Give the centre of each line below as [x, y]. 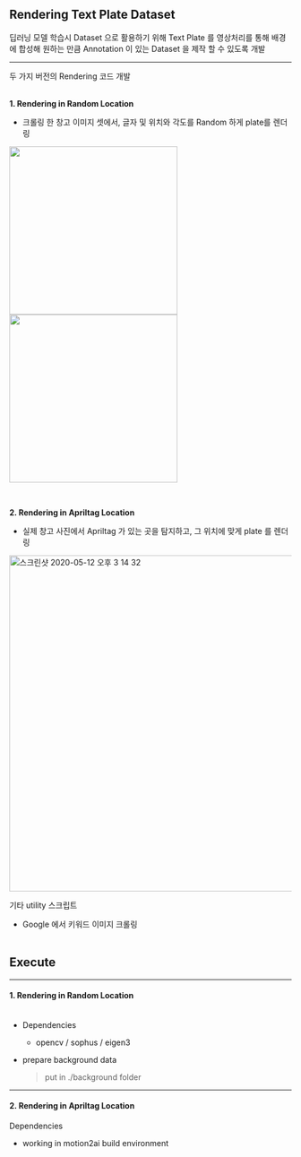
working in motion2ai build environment [95, 1144]
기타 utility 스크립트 [43, 905]
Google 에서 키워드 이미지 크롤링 [80, 924]
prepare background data [69, 1059]
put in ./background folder [93, 1077]
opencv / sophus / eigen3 [83, 1042]
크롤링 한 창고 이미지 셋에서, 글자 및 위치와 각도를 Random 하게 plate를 [146, 122]
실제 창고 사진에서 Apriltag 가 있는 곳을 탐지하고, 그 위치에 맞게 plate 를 [147, 531]
